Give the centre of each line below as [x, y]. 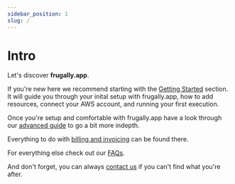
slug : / [19, 21]
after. [15, 174]
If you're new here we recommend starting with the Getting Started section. [118, 89]
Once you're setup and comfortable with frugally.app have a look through [115, 118]
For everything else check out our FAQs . [66, 153]
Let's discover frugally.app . [48, 75]
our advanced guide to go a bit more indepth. [73, 126]
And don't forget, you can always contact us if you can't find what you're [114, 167]
